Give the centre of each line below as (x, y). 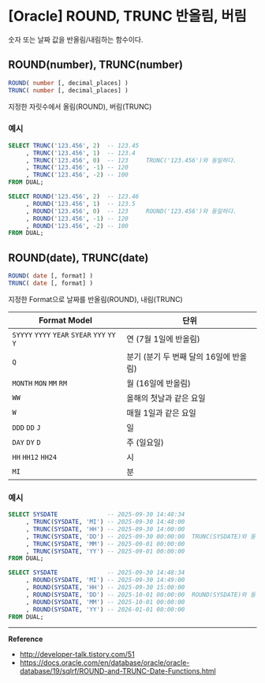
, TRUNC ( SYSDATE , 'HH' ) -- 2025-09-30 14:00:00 (105, 529)
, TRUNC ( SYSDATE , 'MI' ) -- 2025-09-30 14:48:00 (105, 522)
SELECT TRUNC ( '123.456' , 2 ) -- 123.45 (74, 146)
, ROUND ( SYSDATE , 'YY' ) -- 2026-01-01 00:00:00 (105, 609)
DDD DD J (26, 427)
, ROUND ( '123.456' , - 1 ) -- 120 (77, 218)
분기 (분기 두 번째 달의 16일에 (178, 356)
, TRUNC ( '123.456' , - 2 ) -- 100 (77, 175)
